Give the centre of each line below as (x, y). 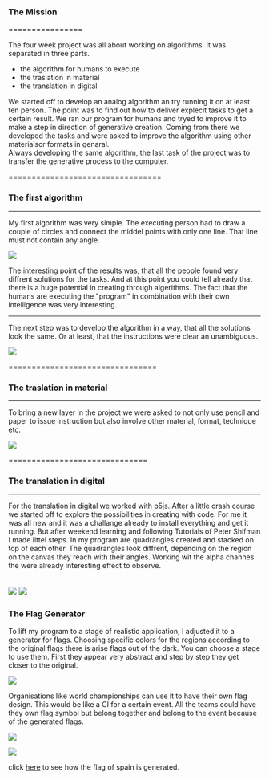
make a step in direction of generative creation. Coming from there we (124, 128)
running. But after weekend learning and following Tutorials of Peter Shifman (134, 531)
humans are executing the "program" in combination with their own (119, 296)
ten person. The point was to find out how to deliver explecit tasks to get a (131, 110)
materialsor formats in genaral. (59, 144)
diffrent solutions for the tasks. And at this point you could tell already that (130, 278)
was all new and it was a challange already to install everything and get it (128, 523)
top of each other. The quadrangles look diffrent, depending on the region (130, 549)
